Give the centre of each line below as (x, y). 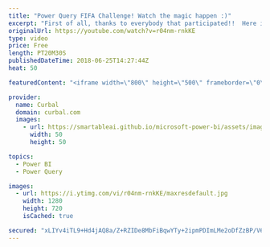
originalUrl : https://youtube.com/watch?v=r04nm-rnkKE (102, 31)
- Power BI (34, 164)
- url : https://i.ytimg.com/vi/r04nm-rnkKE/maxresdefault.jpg (122, 194)
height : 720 (43, 209)
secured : (23, 230)
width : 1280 (43, 201)
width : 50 (46, 135)
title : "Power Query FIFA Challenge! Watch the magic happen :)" (120, 16)
